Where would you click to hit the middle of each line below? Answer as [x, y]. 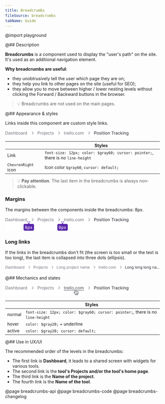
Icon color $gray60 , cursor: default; [82, 167]
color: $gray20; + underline [54, 324]
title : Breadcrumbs [25, 10]
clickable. [27, 186]
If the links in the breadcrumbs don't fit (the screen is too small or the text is [82, 253]
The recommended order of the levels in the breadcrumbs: [64, 351]
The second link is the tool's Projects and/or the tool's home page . [81, 371]
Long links [18, 242]
